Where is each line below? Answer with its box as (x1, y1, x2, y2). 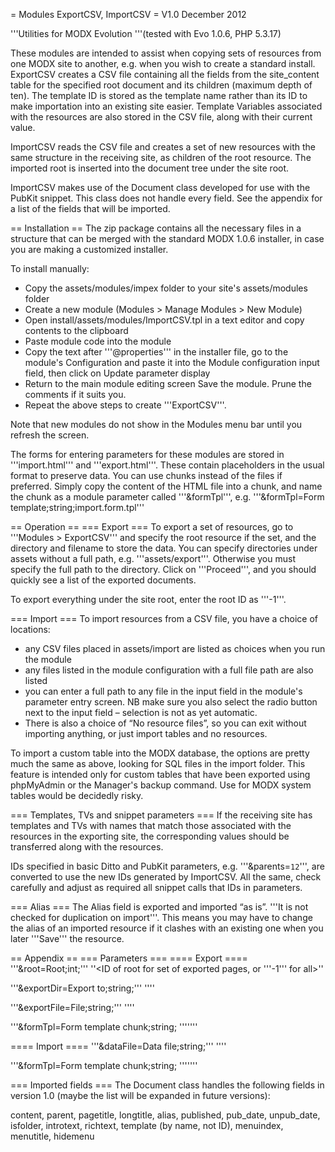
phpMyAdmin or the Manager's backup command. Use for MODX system (10, 779, 312, 791)
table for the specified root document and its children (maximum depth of (10, 79, 313, 91)
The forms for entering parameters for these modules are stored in (10, 449, 285, 460)
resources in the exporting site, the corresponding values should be (10, 830, 290, 842)
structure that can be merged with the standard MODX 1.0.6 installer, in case (10, 233, 325, 244)
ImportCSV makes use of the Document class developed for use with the (10, 182, 311, 193)
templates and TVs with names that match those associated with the (10, 820, 292, 831)
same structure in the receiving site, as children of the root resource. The (10, 152, 312, 163)
